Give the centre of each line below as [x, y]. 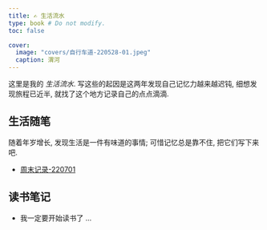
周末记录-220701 [48, 169]
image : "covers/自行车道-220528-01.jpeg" [83, 53]
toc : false [26, 30]
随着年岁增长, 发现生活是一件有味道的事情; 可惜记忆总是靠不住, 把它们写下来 [134, 142]
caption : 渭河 [38, 60]
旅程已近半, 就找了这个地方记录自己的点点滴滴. [92, 94]
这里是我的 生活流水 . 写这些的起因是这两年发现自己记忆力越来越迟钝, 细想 [129, 84]
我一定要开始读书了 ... [56, 218]
